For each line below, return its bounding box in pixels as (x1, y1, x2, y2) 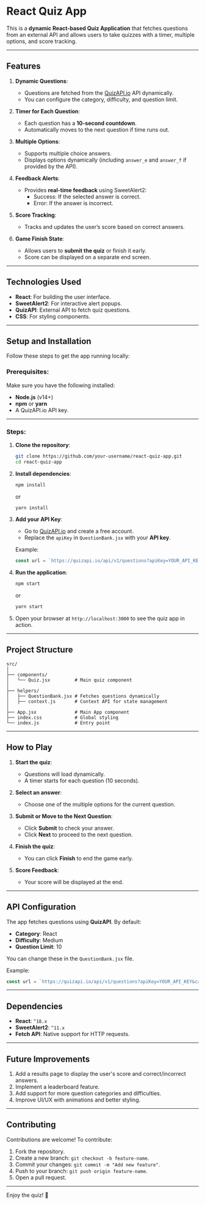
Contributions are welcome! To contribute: (6, 1136, 113, 1143)
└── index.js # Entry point (6, 719, 111, 726)
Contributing (6, 1119, 56, 1130)
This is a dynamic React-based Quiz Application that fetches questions (6, 24, 188, 32)
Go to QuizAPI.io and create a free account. (24, 528, 134, 535)
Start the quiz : (15, 758, 52, 766)
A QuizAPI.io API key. (15, 406, 69, 414)
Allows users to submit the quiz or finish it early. (24, 247, 147, 254)
